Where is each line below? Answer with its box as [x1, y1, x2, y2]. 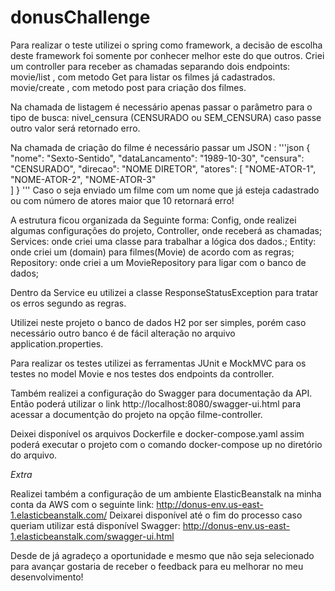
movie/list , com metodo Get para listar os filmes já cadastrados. [10, 71, 276, 83]
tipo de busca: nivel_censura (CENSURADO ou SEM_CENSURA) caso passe [10, 111, 322, 123]
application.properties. [10, 337, 104, 350]
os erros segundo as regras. [10, 297, 127, 309]
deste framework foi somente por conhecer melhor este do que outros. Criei [10, 49, 325, 61]
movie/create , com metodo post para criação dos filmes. [10, 81, 247, 93]
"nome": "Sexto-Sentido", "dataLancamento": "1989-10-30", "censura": [10, 152, 305, 164]
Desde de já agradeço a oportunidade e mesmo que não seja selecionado [10, 549, 315, 561]
